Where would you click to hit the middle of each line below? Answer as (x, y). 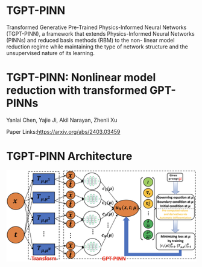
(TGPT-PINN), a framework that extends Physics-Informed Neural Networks (100, 33)
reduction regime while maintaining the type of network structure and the (97, 47)
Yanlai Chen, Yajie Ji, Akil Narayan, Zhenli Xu (62, 120)
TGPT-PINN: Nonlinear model (81, 78)
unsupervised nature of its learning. (51, 53)
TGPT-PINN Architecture (69, 157)
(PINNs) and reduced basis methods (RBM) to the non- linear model (90, 40)
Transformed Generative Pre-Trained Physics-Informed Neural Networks (96, 27)
